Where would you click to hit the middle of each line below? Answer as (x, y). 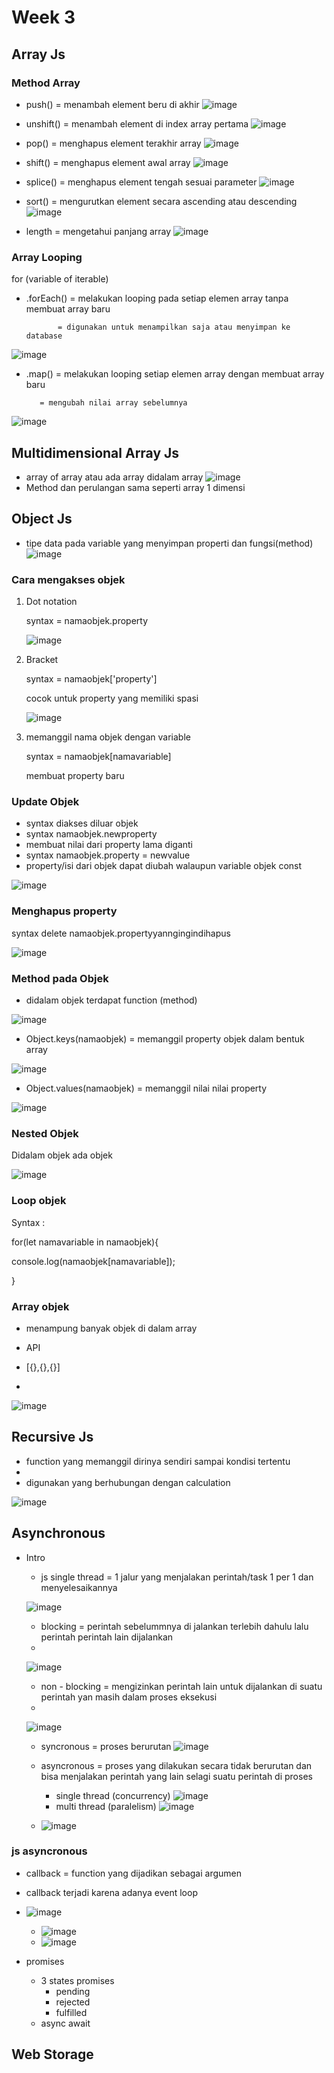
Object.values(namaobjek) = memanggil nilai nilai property (146, 1088)
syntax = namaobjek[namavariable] (98, 757)
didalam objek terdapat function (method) (111, 1000)
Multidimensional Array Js (95, 452)
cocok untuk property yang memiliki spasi (112, 698)
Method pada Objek (60, 978)
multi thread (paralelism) (106, 1806)
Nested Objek (45, 1133)
